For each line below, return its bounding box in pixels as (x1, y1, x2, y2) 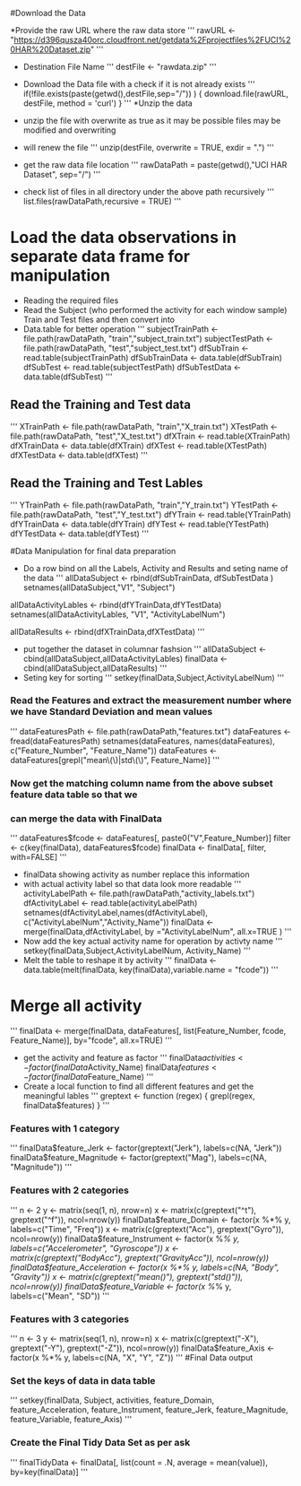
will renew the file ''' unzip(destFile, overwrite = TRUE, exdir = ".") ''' (22, 143, 274, 152)
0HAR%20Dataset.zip (10, 44, 91, 55)
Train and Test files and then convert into (22, 314, 176, 325)
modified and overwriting (22, 125, 116, 135)
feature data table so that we (10, 788, 138, 801)
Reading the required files (22, 295, 119, 306)
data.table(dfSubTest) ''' (22, 371, 113, 382)
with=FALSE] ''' (10, 852, 67, 863)
